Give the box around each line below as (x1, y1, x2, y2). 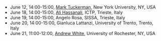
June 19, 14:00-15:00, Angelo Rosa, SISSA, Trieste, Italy (10, 15, 125, 20)
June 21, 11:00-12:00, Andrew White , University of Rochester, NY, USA (10, 31, 156, 36)
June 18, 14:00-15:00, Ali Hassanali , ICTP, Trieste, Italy (10, 9, 123, 15)
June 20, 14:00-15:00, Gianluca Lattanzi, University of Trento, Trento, (10, 20, 153, 26)
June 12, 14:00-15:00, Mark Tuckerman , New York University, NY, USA (10, 4, 156, 10)
